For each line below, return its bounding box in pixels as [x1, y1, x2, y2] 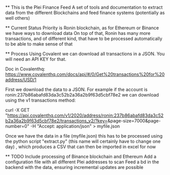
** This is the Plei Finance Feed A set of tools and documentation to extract [5, 5, 163, 10]
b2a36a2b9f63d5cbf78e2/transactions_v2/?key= [5, 118, 108, 123]
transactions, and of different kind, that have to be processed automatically [5, 35, 162, 41]
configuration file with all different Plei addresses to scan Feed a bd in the [5, 159, 159, 165]
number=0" [5, 123, 29, 129]
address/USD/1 [5, 77, 37, 82]
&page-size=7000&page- [107, 118, 161, 123]
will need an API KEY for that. [5, 56, 67, 62]
